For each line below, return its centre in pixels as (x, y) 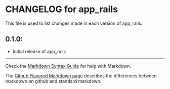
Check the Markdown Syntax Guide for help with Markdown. (68, 66)
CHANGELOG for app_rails (61, 9)
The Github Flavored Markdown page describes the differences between (81, 76)
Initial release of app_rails (39, 51)
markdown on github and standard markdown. (53, 81)
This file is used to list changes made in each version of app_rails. (74, 23)
